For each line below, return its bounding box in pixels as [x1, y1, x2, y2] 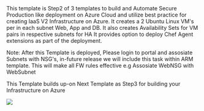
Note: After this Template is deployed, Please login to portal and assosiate [6, 49, 193, 56]
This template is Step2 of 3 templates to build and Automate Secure [6, 5, 177, 12]
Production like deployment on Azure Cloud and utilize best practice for [6, 11, 187, 18]
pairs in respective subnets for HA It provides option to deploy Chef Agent [6, 30, 194, 38]
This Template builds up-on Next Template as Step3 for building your [6, 81, 181, 87]
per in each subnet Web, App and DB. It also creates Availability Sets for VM [6, 24, 198, 31]
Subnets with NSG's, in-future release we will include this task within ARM [6, 56, 194, 62]
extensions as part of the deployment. [6, 37, 102, 44]
